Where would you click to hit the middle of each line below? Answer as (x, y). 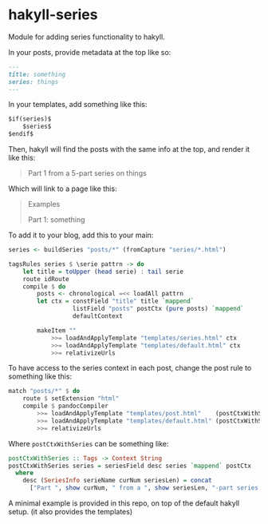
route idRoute (46, 279)
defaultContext (98, 316)
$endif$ (21, 134)
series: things (33, 81)
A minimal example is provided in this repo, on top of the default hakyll (124, 503)
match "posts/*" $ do (44, 391)
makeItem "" (57, 330)
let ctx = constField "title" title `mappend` (116, 301)
